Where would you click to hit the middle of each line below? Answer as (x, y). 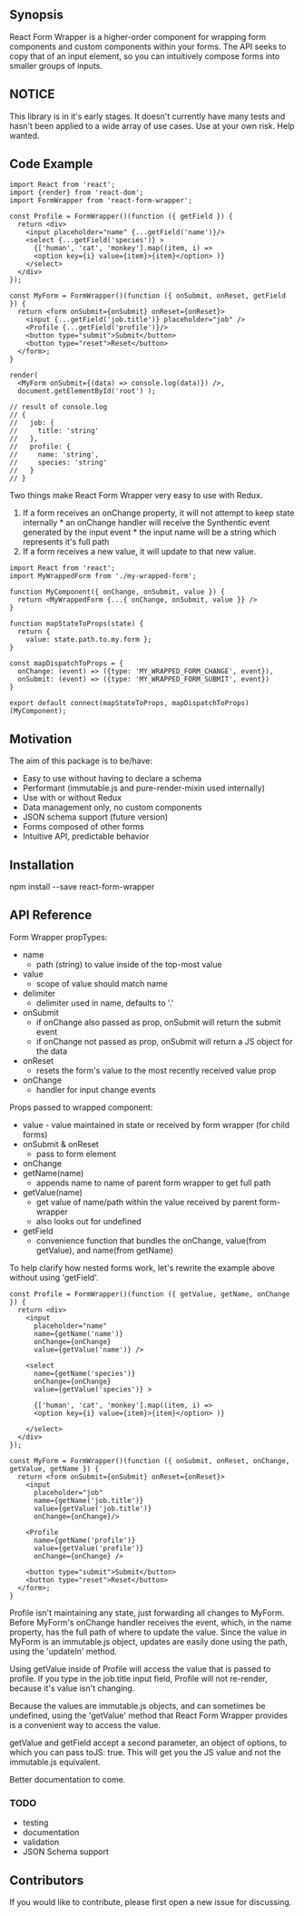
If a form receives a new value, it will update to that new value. (139, 552)
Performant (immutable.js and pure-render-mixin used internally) (144, 788)
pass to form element (76, 1154)
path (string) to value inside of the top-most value (129, 964)
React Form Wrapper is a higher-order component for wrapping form (138, 36)
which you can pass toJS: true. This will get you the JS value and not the (145, 1752)
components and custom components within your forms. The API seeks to (148, 46)
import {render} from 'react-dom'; (77, 193)
